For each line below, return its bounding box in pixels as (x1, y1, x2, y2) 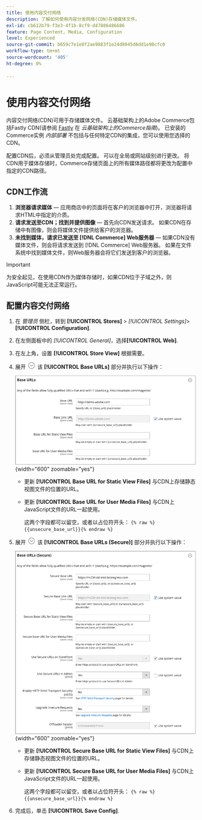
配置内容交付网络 (6, 300, 70, 311)
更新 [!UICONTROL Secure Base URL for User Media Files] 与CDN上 (23, 767, 194, 775)
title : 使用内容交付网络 (6, 10, 61, 16)
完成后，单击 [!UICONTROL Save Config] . (14, 807, 120, 814)
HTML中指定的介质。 (20, 211, 73, 218)
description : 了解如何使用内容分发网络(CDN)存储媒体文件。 (6, 16, 140, 22)
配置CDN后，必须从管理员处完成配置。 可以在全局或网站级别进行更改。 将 (6, 152, 189, 159)
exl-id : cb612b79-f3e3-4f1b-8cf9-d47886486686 (6, 22, 125, 28)
